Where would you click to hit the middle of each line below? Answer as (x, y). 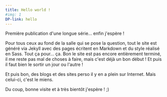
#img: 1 (13, 15)
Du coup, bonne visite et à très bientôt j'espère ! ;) (57, 89)
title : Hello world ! (28, 10)
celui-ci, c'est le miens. (29, 80)
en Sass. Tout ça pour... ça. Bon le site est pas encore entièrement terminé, (83, 54)
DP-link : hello (21, 19)
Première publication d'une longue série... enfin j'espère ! (65, 34)
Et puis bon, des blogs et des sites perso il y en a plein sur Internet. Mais (80, 74)
